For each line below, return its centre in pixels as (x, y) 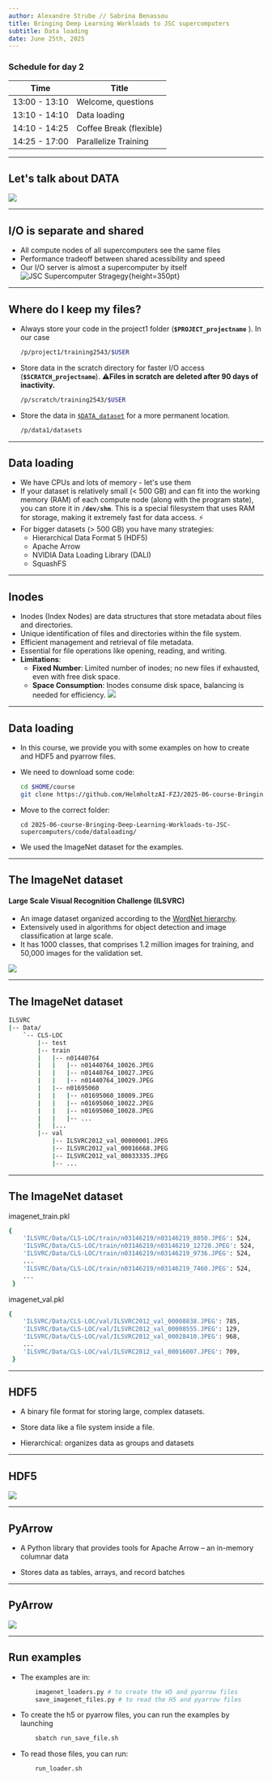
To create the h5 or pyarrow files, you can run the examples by (125, 1715)
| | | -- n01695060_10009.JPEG (96, 1095)
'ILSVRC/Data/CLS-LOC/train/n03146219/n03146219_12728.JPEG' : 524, (139, 1246)
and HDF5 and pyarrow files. (68, 756)
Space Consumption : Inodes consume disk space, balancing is (138, 686)
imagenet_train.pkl (39, 1216)
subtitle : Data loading (49, 31)
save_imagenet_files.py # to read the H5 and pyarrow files (138, 1699)
